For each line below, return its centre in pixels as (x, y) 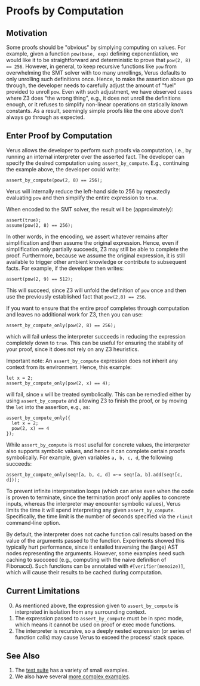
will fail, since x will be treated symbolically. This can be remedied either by (99, 394)
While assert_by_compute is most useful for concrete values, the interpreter (98, 444)
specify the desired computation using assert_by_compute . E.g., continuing (98, 163)
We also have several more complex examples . (73, 676)
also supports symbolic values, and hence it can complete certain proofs (96, 451)
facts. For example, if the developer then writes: (65, 268)
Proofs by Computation (65, 11)
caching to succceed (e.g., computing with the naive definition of (86, 559)
